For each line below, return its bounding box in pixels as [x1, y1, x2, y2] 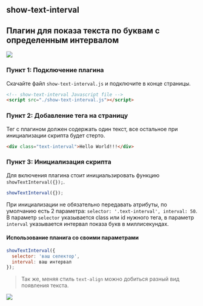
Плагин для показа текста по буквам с [6, 25, 160, 36]
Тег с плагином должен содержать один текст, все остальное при [6, 125, 178, 132]
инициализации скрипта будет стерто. [6, 132, 105, 139]
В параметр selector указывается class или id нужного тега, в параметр [6, 214, 195, 221]
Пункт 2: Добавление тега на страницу [6, 112, 128, 120]
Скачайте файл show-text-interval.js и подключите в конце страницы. [6, 80, 191, 87]
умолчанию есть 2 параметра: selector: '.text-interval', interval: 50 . [6, 207, 198, 214]
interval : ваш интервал [12, 259, 72, 265]
